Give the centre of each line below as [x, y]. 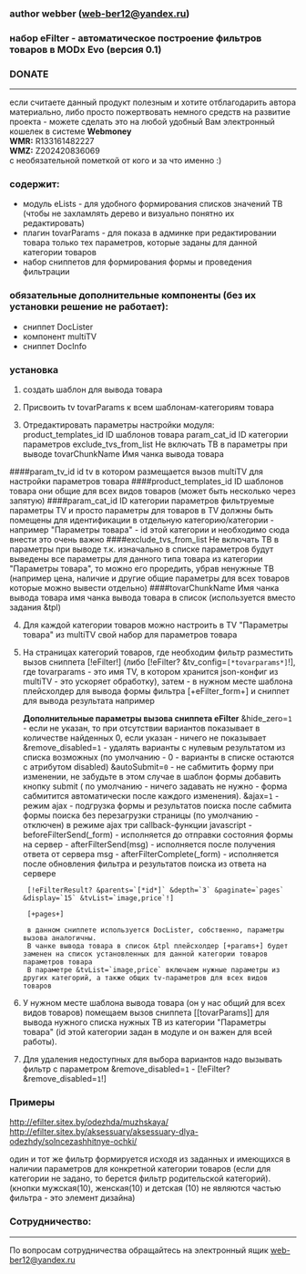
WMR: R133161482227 [52, 141]
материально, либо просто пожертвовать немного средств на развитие [150, 112]
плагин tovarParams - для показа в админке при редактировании [149, 233]
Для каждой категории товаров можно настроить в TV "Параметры [155, 625]
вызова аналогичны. [60, 938]
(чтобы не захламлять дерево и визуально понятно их [128, 213]
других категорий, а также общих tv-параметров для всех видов [145, 979]
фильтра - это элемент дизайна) [72, 1198]
